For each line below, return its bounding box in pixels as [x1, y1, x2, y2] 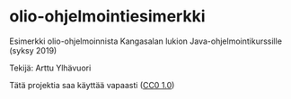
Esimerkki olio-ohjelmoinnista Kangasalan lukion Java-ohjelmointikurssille [9, 36, 283, 46]
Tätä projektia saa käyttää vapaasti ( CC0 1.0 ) [9, 79, 175, 90]
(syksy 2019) [9, 45, 57, 55]
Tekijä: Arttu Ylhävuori [9, 62, 92, 73]
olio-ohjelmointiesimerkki [9, 6, 206, 27]
